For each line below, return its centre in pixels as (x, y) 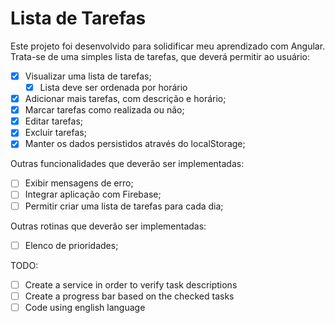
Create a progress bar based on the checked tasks (129, 296)
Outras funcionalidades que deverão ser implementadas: (127, 164)
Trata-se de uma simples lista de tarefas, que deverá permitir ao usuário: (160, 56)
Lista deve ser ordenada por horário (113, 87)
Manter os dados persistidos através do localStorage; (135, 144)
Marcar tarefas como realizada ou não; (104, 110)
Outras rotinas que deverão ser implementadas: (108, 226)
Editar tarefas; (54, 121)
